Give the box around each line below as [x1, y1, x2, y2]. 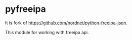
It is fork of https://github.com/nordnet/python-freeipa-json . [5, 20, 128, 26]
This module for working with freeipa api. [5, 29, 89, 35]
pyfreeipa [5, 3, 46, 15]
